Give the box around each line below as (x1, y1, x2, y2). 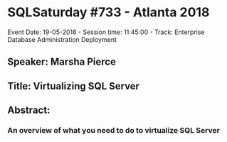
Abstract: (7, 104, 51, 116)
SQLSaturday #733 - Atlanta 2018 (7, 4, 210, 21)
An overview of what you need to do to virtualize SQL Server (7, 126, 221, 136)
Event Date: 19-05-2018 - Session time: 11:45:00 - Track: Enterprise (7, 28, 205, 36)
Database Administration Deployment (7, 35, 117, 43)
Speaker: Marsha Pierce (7, 56, 116, 68)
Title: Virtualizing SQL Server (7, 80, 140, 92)
